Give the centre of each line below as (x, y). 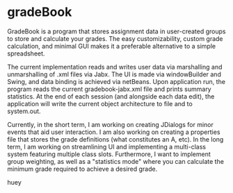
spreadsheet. (26, 53)
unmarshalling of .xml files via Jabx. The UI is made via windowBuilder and (114, 74)
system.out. (24, 111)
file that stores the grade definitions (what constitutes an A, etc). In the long (115, 139)
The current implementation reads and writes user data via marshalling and (115, 67)
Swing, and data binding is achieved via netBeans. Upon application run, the (116, 81)
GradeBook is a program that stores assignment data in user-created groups (116, 31)
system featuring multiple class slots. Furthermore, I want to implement (109, 154)
